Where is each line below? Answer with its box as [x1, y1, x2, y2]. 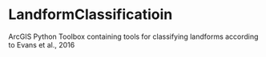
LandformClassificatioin [8, 6, 173, 24]
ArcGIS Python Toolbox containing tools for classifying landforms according [8, 32, 259, 41]
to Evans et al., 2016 [8, 40, 75, 49]
